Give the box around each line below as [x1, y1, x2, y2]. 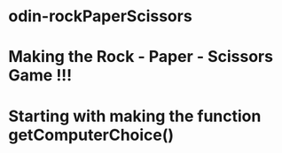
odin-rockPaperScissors [8, 6, 192, 27]
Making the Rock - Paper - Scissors [8, 47, 274, 67]
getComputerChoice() [8, 125, 175, 145]
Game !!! [8, 65, 73, 86]
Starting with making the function [8, 106, 262, 126]
